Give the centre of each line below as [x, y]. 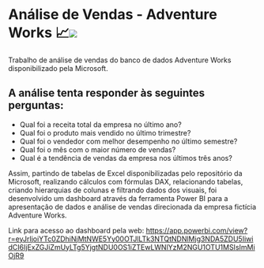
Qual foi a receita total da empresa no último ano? [100, 125]
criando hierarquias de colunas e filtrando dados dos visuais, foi [113, 190]
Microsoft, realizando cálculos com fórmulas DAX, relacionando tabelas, [126, 181]
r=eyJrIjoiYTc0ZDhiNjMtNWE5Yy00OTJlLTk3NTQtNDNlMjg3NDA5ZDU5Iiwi [131, 239]
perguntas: [36, 105]
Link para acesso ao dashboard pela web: [76, 230]
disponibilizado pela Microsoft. [58, 68]
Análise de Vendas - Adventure [113, 15]
